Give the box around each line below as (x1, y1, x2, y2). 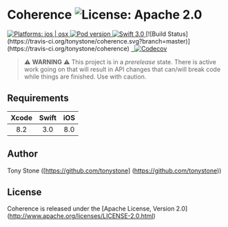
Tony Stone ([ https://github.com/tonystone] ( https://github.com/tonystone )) (7, 166, 222, 175)
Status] (167, 30, 188, 38)
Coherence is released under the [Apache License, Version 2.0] (7, 204, 188, 213)
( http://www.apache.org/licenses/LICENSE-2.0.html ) (7, 212, 156, 220)
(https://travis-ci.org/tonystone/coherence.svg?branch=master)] (7, 37, 191, 45)
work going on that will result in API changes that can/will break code (23, 65, 221, 73)
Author (7, 148, 38, 160)
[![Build (145, 30, 167, 38)
